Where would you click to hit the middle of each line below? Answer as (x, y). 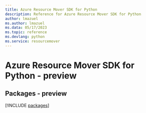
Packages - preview (36, 94)
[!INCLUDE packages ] (27, 105)
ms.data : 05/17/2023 (26, 28)
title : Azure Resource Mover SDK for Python (51, 9)
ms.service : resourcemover (33, 41)
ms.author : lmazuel (25, 23)
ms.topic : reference (26, 32)
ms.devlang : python (25, 37)
